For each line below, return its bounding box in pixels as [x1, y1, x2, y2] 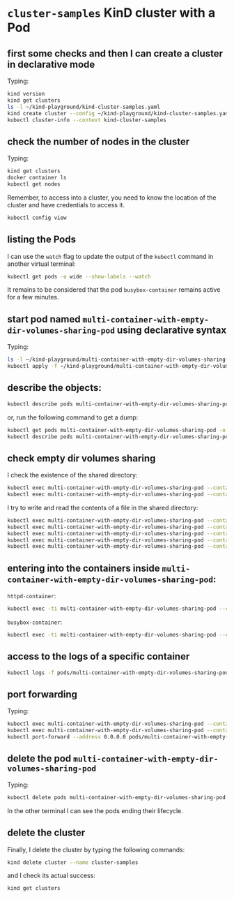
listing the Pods [7, 234, 77, 246]
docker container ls [7, 174, 68, 181]
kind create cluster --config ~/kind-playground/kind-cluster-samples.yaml [7, 110, 232, 117]
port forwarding [7, 688, 78, 700]
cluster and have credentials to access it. [7, 200, 125, 209]
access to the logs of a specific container [7, 651, 190, 662]
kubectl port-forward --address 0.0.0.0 [7, 734, 127, 741]
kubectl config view [7, 214, 68, 221]
